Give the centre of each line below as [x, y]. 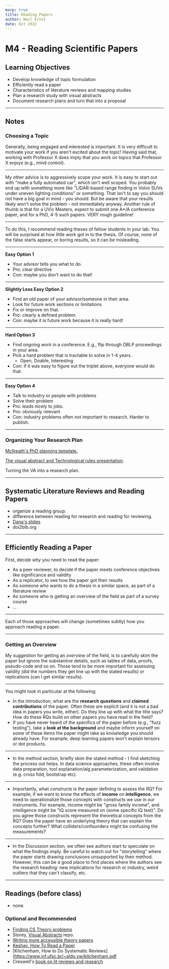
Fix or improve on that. [36, 310]
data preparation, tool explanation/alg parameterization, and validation [85, 769]
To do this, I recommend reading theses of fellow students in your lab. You [82, 229]
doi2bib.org [24, 527]
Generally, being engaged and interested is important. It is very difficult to [81, 146]
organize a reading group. [39, 511]
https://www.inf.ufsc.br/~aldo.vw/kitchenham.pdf [65, 956]
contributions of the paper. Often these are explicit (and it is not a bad [85, 706]
